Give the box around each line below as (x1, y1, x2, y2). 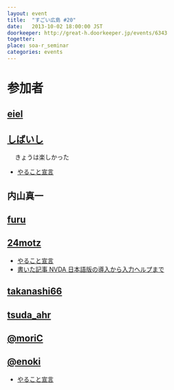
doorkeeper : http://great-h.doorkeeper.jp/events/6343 (7, 29, 168, 37)
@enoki (7, 356, 41, 368)
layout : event (7, 10, 48, 17)
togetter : (7, 36, 36, 43)
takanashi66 (7, 286, 63, 298)
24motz (7, 237, 41, 249)
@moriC (7, 333, 43, 344)
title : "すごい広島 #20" (7, 17, 76, 23)
